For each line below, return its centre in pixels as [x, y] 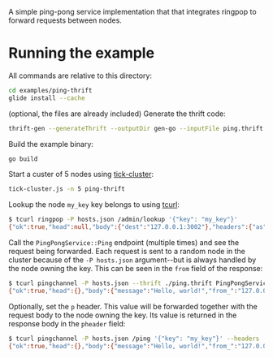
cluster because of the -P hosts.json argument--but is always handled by [132, 260]
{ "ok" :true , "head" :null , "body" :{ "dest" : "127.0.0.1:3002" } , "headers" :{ [130, 227]
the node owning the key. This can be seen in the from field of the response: [136, 269]
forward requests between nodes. [65, 20]
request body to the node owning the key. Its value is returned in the [123, 315]
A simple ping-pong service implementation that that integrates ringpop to [133, 12]
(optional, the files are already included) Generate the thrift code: [117, 114]
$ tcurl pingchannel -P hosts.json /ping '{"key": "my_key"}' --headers [134, 339]
